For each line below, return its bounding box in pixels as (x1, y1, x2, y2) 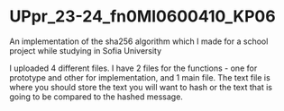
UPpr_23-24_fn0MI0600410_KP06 (9, 6, 277, 27)
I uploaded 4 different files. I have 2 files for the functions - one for (9, 63, 258, 73)
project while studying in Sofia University (9, 45, 162, 55)
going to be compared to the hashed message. (9, 91, 183, 102)
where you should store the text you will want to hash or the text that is (9, 81, 273, 92)
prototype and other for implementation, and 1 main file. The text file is (9, 72, 270, 82)
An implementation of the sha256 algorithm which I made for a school (9, 36, 269, 47)
